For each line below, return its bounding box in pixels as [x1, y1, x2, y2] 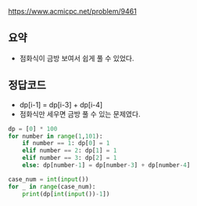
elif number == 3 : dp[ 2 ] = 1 [22, 154, 117, 162]
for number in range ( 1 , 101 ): [8, 132, 103, 140]
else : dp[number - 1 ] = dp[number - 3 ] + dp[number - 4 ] [22, 161, 191, 169]
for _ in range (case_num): [8, 183, 96, 190]
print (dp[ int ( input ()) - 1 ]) [22, 190, 110, 198]
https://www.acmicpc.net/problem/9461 [8, 7, 137, 16]
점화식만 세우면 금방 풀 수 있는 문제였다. [19, 109, 141, 118]
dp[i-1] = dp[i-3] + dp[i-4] [19, 99, 103, 109]
